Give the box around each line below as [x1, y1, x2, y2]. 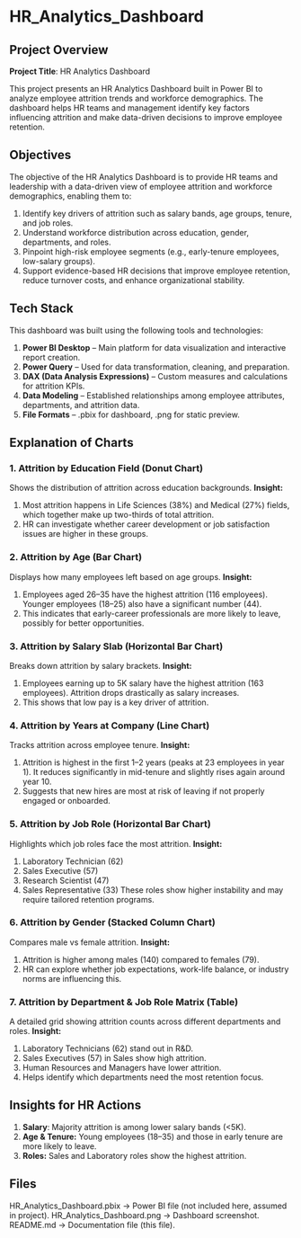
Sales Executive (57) [22, 865, 99, 876]
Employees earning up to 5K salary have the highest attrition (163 [22, 677, 264, 689]
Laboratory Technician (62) [22, 856, 124, 867]
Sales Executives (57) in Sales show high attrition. [22, 1053, 207, 1064]
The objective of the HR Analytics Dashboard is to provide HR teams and [9, 171, 279, 182]
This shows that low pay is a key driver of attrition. [22, 697, 209, 708]
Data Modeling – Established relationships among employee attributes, [22, 389, 285, 401]
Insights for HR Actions [9, 1098, 142, 1113]
